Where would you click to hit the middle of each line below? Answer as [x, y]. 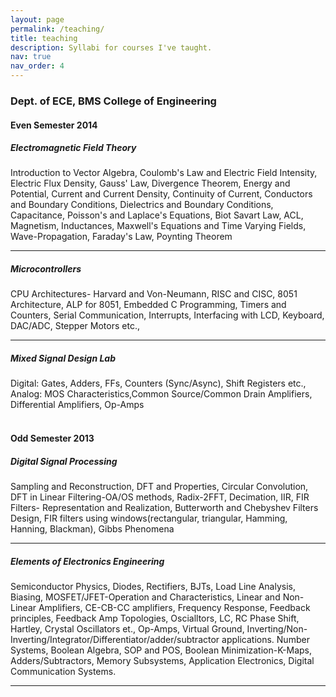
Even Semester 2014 [54, 125]
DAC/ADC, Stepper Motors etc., [75, 326]
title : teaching [44, 38]
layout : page [37, 19]
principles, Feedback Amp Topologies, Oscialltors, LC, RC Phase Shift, [155, 618]
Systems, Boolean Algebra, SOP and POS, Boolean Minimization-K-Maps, [161, 650]
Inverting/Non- [277, 628]
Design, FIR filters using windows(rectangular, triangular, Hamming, [149, 518]
